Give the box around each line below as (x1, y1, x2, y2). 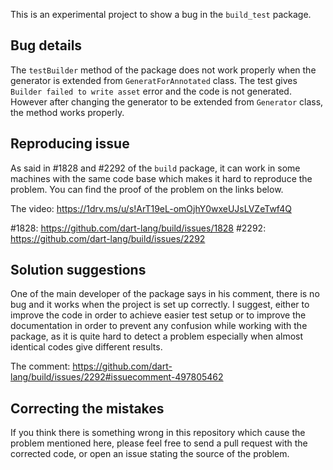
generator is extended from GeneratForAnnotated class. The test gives (10, 74, 298, 86)
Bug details (10, 37, 83, 54)
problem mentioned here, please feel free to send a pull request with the (10, 437, 308, 449)
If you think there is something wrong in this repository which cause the (10, 427, 306, 439)
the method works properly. (10, 106, 125, 118)
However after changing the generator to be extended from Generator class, (10, 95, 324, 108)
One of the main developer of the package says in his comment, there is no (10, 288, 320, 300)
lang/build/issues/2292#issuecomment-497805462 (10, 371, 224, 383)
